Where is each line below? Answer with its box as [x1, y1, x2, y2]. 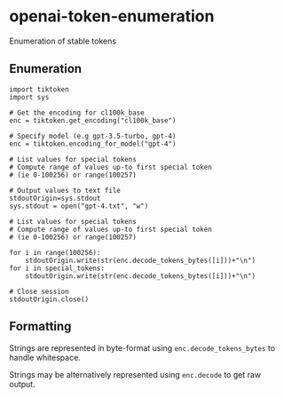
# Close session [9, 287, 69, 296]
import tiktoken [9, 84, 69, 94]
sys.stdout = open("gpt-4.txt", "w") [9, 202, 149, 211]
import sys [9, 92, 50, 101]
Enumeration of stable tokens [9, 36, 117, 46]
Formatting [9, 319, 72, 334]
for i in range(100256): [9, 248, 101, 257]
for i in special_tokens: [9, 264, 105, 273]
